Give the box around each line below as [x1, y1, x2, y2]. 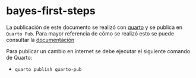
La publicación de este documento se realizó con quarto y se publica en [6, 24, 183, 31]
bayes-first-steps [6, 4, 96, 18]
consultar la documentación [6, 36, 75, 43]
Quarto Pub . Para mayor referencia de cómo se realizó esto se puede [6, 30, 174, 37]
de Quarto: [6, 54, 33, 61]
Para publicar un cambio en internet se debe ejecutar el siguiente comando [6, 47, 191, 54]
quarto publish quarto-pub [14, 66, 82, 72]
